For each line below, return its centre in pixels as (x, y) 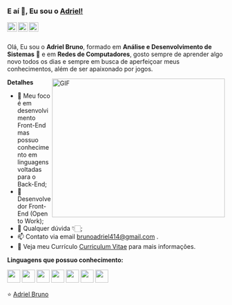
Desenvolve (34, 199)
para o (26, 177)
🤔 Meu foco (33, 96)
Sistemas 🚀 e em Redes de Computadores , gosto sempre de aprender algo (115, 54)
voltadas (29, 170)
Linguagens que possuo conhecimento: (65, 260)
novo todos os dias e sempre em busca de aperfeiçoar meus (94, 62)
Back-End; (32, 184)
